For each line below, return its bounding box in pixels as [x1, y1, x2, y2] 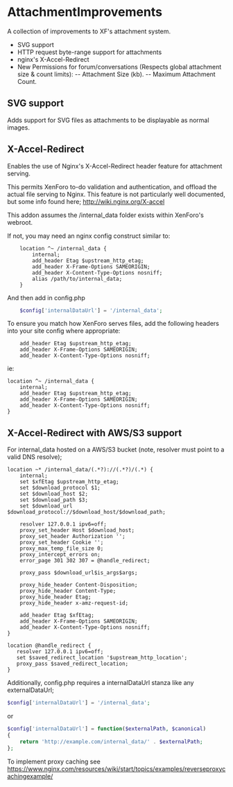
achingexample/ [7, 772, 53, 780]
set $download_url [19, 503, 73, 510]
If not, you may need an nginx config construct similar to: [7, 232, 171, 240]
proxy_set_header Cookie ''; [19, 539, 104, 546]
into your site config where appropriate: [7, 327, 121, 335]
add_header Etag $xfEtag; [19, 612, 95, 619]
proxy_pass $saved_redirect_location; [16, 660, 129, 668]
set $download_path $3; [19, 496, 89, 503]
